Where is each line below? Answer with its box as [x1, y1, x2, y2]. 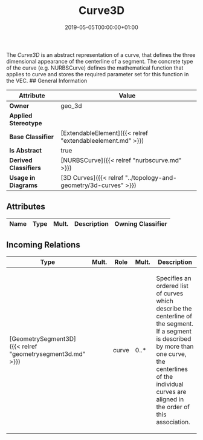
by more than [156, 342, 194, 350]
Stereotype [9, 119, 42, 127]
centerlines [156, 364, 188, 373]
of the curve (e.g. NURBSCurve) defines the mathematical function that [6, 64, 184, 71]
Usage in [9, 173, 36, 182]
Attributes [6, 202, 45, 212]
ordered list [156, 281, 188, 290]
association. [156, 418, 190, 426]
